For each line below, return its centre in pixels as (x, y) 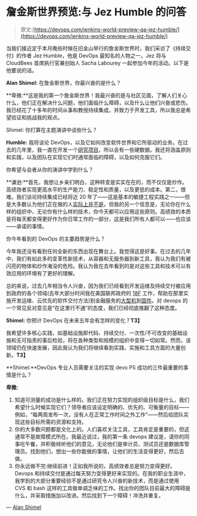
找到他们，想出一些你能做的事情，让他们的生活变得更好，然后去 (107, 451)
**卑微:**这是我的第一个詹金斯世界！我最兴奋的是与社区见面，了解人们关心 (97, 95)
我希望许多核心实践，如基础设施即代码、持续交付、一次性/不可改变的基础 (94, 332)
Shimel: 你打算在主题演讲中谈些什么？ (52, 129)
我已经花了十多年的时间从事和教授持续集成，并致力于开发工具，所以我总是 (96, 110)
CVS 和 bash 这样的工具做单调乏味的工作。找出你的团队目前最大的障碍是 (102, 488)
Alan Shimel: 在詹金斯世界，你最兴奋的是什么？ (64, 82)
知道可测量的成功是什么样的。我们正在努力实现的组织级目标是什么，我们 (102, 400)
